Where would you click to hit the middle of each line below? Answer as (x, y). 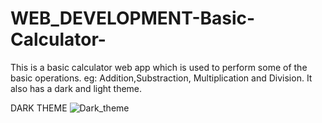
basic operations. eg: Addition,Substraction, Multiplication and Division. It (161, 78)
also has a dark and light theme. (76, 88)
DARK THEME (39, 108)
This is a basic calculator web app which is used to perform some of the (159, 67)
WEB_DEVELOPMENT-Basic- (133, 18)
